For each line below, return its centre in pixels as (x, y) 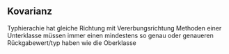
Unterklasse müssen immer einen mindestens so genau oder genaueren (110, 35)
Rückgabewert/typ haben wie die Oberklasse (72, 43)
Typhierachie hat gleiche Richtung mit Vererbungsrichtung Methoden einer (114, 28)
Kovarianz (30, 11)
